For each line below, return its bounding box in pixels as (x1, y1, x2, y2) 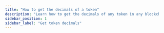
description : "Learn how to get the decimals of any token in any (5, 12, 143, 16)
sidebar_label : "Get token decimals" (5, 20, 82, 26)
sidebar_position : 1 (5, 16, 47, 21)
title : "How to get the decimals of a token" (5, 7, 99, 12)
